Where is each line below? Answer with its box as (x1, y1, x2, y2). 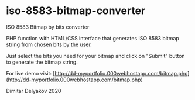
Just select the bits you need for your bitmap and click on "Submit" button (6, 52, 186, 59)
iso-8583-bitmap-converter (6, 4, 146, 18)
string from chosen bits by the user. (6, 41, 92, 48)
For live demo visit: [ (6, 70, 55, 77)
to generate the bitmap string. (6, 58, 78, 65)
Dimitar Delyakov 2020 (6, 87, 61, 94)
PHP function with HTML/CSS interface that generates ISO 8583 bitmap (6, 35, 180, 42)
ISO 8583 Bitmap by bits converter (6, 23, 90, 30)
